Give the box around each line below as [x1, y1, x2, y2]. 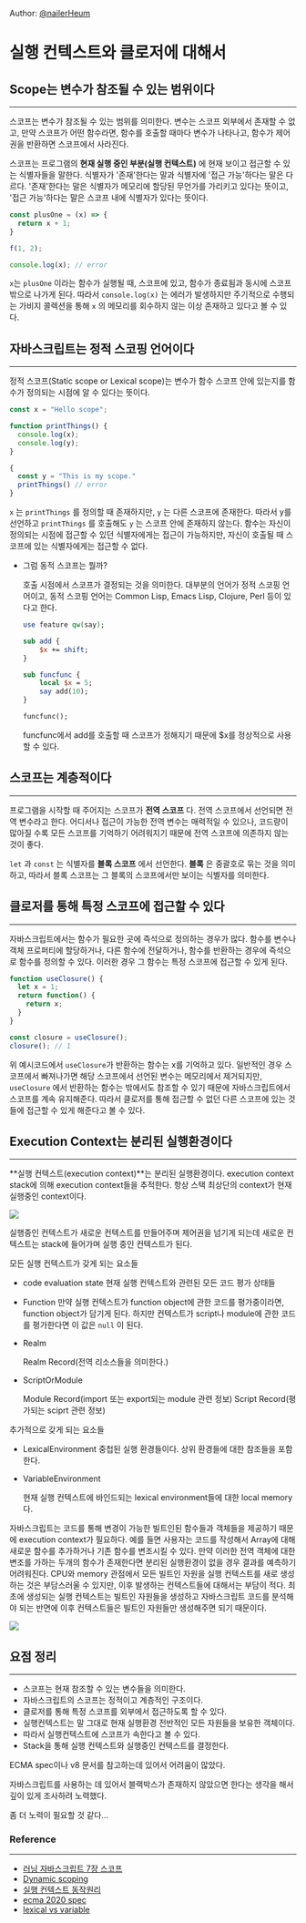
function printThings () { [9, 422, 107, 431]
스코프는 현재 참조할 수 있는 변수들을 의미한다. [22, 1683, 187, 1694]
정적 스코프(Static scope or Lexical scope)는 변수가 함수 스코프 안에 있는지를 [9, 375, 287, 386]
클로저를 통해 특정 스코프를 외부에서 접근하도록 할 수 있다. [22, 1706, 228, 1717]
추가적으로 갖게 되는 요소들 [9, 1425, 105, 1436]
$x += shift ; [39, 645, 89, 654]
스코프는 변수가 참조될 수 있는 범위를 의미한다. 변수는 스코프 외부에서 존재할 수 [9, 116, 287, 127]
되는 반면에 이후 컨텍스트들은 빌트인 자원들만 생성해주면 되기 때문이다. [18, 1602, 267, 1613]
